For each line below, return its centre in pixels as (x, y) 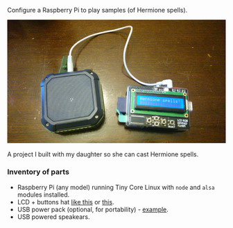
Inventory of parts (38, 172)
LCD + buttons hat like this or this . (66, 202)
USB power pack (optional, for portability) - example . (93, 209)
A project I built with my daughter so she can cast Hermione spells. (103, 154)
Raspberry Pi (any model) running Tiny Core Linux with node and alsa (116, 187)
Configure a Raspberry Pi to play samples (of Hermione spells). (97, 10)
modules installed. (43, 195)
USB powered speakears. (53, 217)
